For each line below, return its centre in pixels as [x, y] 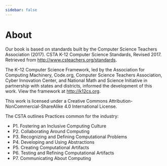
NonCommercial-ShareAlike [34, 106]
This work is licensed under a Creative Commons [56, 101]
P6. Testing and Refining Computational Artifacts [63, 153]
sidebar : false [21, 10]
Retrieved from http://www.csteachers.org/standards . [61, 60]
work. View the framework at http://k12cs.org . [53, 91]
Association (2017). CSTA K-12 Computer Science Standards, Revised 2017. [83, 54]
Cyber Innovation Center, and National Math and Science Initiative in [76, 80]
